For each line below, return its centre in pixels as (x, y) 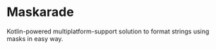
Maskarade (41, 12)
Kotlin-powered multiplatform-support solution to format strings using (108, 31)
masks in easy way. (35, 38)
